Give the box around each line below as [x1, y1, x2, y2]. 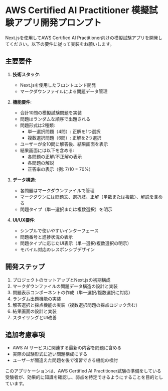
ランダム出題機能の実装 [12, 296, 61, 302]
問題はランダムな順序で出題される [20, 116, 91, 122]
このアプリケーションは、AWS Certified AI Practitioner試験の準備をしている [5, 368, 161, 374]
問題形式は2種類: [20, 122, 55, 128]
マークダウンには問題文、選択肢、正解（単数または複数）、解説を [20, 194, 154, 200]
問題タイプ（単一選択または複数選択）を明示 [20, 206, 113, 212]
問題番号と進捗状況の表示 [20, 234, 73, 240]
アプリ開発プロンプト [14, 17, 102, 29]
